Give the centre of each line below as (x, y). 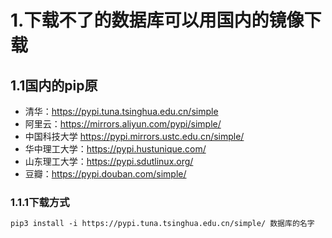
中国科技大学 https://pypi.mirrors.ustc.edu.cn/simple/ (134, 136)
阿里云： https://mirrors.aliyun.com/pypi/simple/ (123, 124)
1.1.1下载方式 (40, 202)
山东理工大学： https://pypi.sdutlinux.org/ (109, 161)
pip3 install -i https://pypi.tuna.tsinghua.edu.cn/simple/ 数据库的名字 (162, 224)
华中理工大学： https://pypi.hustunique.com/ (115, 149)
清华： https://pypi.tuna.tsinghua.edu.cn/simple (121, 111)
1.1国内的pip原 (54, 85)
